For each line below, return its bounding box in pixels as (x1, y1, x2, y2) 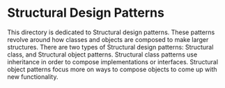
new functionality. (7, 72, 59, 81)
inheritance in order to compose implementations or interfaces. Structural (7, 57, 218, 66)
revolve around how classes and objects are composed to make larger (7, 35, 209, 43)
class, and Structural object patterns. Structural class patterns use (7, 50, 198, 59)
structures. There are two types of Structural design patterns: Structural (7, 43, 214, 51)
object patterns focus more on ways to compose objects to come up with (7, 65, 217, 73)
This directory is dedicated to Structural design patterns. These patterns (7, 28, 215, 36)
